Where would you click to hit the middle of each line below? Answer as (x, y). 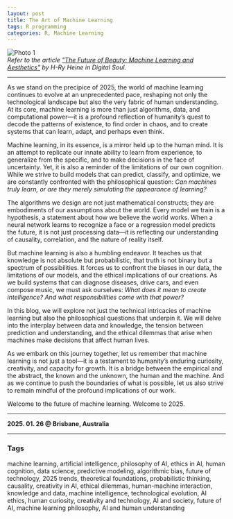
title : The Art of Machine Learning (60, 20)
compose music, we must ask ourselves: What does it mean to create (107, 290)
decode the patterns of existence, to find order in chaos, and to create (107, 124)
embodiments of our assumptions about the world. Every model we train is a (116, 210)
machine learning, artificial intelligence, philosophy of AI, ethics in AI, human (116, 463)
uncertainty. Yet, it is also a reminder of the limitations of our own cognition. (115, 167)
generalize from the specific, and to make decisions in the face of (101, 160)
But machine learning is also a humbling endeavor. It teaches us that (105, 253)
